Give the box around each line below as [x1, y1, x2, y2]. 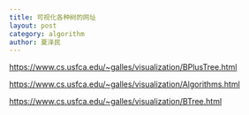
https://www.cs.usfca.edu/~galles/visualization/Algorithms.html [9, 79, 240, 89]
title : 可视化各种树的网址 [9, 12, 97, 22]
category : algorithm [9, 29, 86, 38]
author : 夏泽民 [9, 37, 61, 47]
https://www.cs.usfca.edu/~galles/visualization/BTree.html [9, 96, 223, 107]
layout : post [9, 21, 57, 30]
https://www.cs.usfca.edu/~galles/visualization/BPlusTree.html [9, 62, 238, 73]
